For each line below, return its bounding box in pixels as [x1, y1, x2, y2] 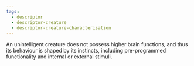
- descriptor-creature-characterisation [11, 25, 111, 31]
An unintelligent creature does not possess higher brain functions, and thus [6, 41, 188, 48]
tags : [6, 8, 19, 15]
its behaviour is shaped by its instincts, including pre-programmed [6, 47, 166, 54]
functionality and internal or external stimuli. [6, 53, 113, 60]
